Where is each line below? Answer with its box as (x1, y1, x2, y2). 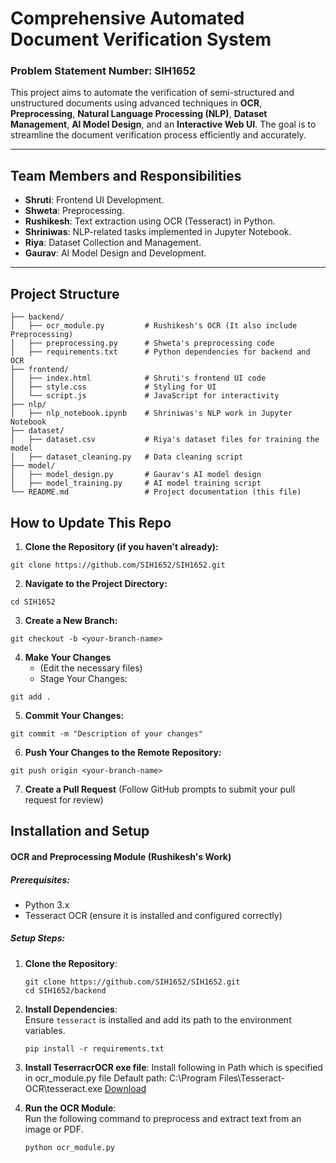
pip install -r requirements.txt (24, 1043, 165, 1054)
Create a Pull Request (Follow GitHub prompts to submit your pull (24, 783, 296, 795)
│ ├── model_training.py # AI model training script (10, 478, 262, 489)
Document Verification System (10, 28, 272, 51)
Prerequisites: (10, 873, 71, 886)
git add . (10, 692, 52, 702)
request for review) (24, 793, 104, 806)
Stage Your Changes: (39, 672, 128, 684)
